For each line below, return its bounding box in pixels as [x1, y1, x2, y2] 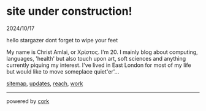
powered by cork [6, 97, 50, 105]
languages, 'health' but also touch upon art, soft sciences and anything [6, 55, 186, 62]
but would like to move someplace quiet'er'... [6, 67, 120, 75]
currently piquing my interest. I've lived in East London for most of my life [6, 61, 191, 69]
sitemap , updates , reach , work [6, 80, 83, 87]
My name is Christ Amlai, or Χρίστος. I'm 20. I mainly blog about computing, [6, 48, 198, 56]
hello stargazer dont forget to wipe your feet [6, 36, 118, 44]
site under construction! [6, 4, 133, 18]
